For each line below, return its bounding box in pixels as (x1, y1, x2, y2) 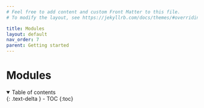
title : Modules (6, 25, 45, 32)
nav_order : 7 (6, 37, 39, 43)
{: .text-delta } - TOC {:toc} (6, 95, 74, 102)
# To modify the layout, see (6, 15, 80, 21)
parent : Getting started (6, 42, 69, 49)
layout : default (6, 31, 47, 37)
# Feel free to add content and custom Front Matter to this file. (6, 8, 181, 15)
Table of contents (12, 89, 56, 96)
